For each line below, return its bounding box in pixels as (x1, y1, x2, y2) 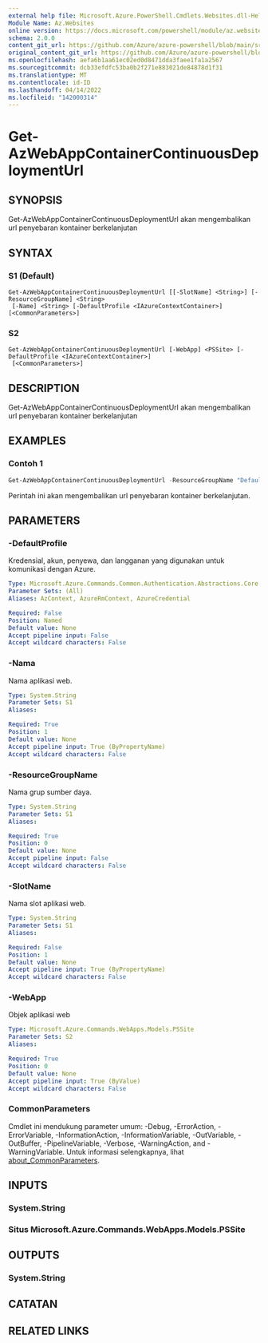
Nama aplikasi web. (8, 675, 73, 685)
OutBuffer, (8, 1139, 42, 1148)
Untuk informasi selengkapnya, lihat (66, 1147, 185, 1156)
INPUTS (8, 1179, 48, 1192)
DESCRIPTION (8, 381, 80, 395)
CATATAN (8, 1297, 58, 1310)
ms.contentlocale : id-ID (8, 78, 91, 86)
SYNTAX (8, 246, 53, 259)
